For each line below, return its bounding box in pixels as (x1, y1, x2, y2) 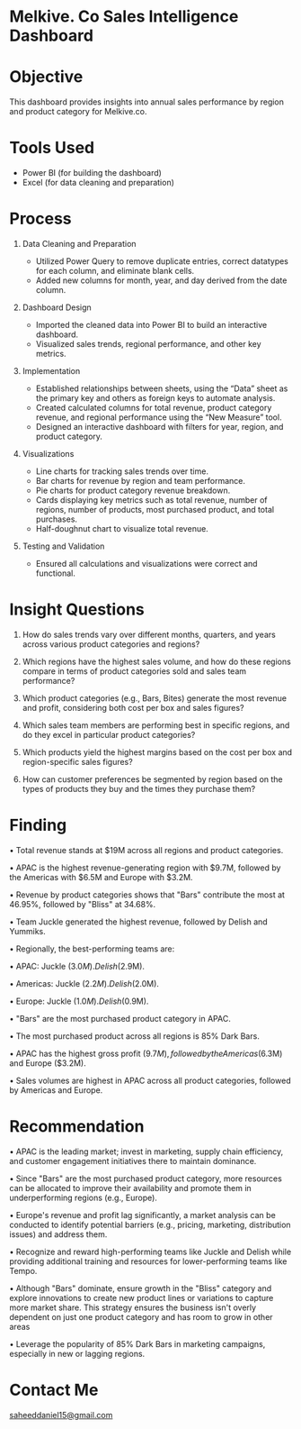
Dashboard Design (22, 302, 92, 313)
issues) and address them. (9, 1228, 108, 1240)
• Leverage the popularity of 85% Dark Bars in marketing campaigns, (9, 1338, 266, 1349)
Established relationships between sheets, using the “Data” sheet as (35, 383, 288, 394)
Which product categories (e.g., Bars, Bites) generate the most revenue (22, 692, 288, 704)
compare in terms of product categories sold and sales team (22, 665, 247, 677)
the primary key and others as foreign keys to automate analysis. (35, 393, 276, 403)
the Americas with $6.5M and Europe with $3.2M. (9, 871, 193, 882)
